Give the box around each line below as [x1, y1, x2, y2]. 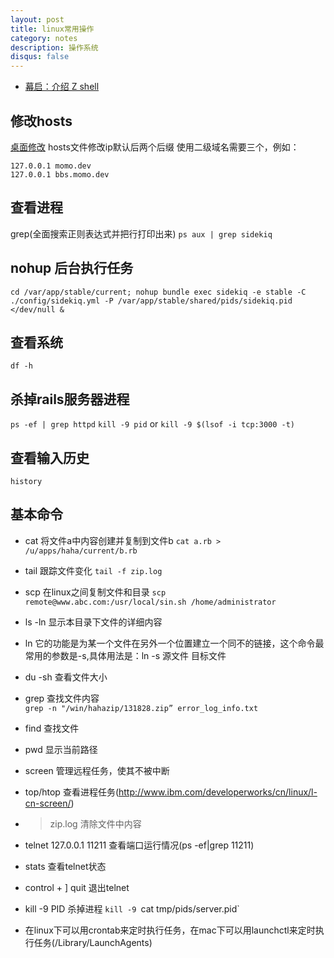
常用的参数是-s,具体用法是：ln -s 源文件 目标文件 [24, 649, 227, 661]
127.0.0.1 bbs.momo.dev [10, 169, 110, 180]
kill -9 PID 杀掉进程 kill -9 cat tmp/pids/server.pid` [24, 902, 240, 915]
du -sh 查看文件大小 [24, 671, 108, 683]
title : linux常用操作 [10, 24, 95, 34]
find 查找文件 [24, 722, 80, 734]
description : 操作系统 [10, 42, 99, 53]
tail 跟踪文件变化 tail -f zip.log [24, 564, 163, 576]
